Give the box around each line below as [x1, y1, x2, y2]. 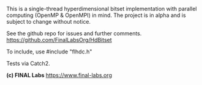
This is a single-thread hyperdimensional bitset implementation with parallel [6, 5, 197, 12]
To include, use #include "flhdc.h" [6, 48, 92, 55]
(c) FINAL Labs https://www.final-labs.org [6, 72, 112, 78]
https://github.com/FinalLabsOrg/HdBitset [6, 36, 112, 43]
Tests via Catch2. [6, 60, 50, 67]
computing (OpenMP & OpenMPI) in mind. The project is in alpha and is [6, 12, 186, 19]
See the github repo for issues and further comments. [6, 30, 142, 37]
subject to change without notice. [6, 18, 91, 25]
